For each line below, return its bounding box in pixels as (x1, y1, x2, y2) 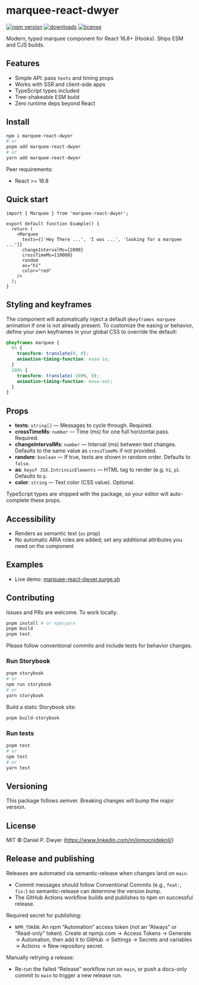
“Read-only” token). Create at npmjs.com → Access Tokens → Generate (14, 930, 191, 937)
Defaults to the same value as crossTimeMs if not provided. (14, 447, 157, 454)
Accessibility (6, 514, 56, 524)
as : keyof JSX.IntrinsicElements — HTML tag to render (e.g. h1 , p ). (14, 466, 181, 473)
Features (6, 58, 40, 69)
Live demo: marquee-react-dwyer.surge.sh (14, 575, 121, 583)
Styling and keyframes (6, 299, 92, 310)
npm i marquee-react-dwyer (6, 132, 73, 139)
